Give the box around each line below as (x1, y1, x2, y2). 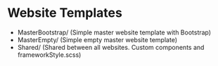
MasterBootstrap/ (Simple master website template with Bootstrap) (17, 28, 212, 37)
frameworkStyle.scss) (17, 51, 82, 59)
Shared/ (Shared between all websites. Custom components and (17, 43, 205, 51)
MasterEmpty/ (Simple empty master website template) (17, 35, 178, 44)
